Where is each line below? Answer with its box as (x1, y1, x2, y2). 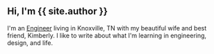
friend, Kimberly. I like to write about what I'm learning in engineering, (7, 31, 207, 39)
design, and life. (7, 38, 53, 47)
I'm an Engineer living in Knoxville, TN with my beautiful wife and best (7, 24, 207, 32)
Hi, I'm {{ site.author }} (7, 6, 108, 17)
